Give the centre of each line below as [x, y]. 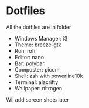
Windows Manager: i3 [41, 38]
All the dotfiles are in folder [39, 27]
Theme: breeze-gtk [38, 45]
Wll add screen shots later [37, 99]
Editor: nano [29, 57]
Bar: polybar [30, 63]
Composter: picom [37, 69]
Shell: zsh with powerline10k [49, 76]
